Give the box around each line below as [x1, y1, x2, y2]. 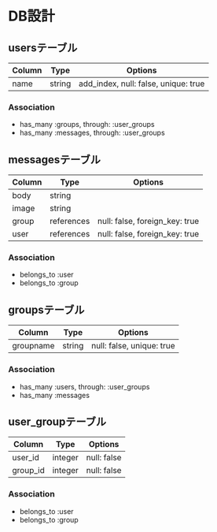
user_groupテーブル [8, 415, 107, 428]
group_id [12, 465, 45, 476]
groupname [12, 340, 55, 352]
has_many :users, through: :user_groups [19, 381, 150, 391]
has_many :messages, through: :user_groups [19, 128, 165, 138]
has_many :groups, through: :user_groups [19, 120, 155, 129]
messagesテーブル [8, 153, 101, 166]
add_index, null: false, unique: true [78, 78, 205, 89]
